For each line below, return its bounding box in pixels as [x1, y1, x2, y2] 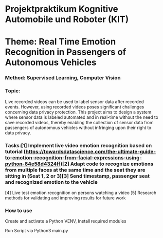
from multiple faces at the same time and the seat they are [5, 166, 145, 173]
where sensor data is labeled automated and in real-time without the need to [5, 114, 159, 120]
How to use [5, 207, 33, 214]
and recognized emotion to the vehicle [5, 178, 98, 185]
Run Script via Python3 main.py [5, 228, 68, 234]
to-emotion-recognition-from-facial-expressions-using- [5, 154, 142, 161]
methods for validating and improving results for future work [5, 195, 126, 201]
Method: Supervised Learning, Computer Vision [5, 74, 121, 81]
